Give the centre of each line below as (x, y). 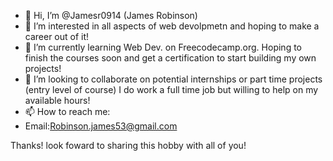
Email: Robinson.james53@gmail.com (101, 126)
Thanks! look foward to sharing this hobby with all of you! (128, 145)
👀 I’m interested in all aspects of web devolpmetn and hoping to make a (172, 26)
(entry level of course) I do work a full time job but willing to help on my (171, 89)
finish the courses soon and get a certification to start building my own (170, 58)
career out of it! (57, 36)
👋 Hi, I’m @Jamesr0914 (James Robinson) (111, 15)
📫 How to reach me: (67, 111)
